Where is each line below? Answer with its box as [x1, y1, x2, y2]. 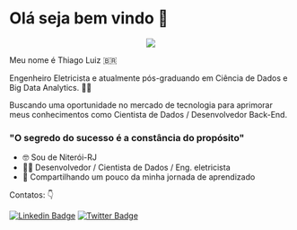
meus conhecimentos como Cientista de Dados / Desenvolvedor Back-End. [9, 109, 288, 119]
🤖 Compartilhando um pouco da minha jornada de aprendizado [22, 172, 256, 182]
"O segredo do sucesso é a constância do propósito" [9, 131, 245, 144]
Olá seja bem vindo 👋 [9, 8, 169, 29]
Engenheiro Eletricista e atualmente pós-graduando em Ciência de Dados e [9, 72, 288, 84]
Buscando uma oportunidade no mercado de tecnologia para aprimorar [9, 99, 274, 111]
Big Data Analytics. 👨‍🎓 [9, 82, 92, 93]
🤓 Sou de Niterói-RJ [22, 152, 97, 163]
